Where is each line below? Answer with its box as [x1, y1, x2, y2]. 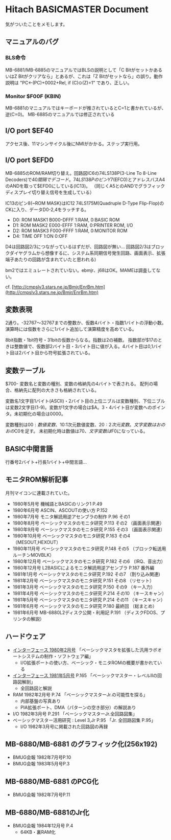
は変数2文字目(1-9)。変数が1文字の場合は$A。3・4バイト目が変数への [5, 404, 152, 411]
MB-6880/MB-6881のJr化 [5, 808, 89, 816]
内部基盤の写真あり [20, 698, 61, 704]
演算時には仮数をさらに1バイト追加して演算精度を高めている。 [5, 326, 137, 332]
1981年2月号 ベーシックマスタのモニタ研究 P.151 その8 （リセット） [12, 577, 155, 583]
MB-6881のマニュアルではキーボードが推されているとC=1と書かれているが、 [5, 105, 166, 111]
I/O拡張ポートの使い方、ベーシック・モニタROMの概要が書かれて [20, 660, 158, 666]
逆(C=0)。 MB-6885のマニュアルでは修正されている [5, 111, 115, 117]
